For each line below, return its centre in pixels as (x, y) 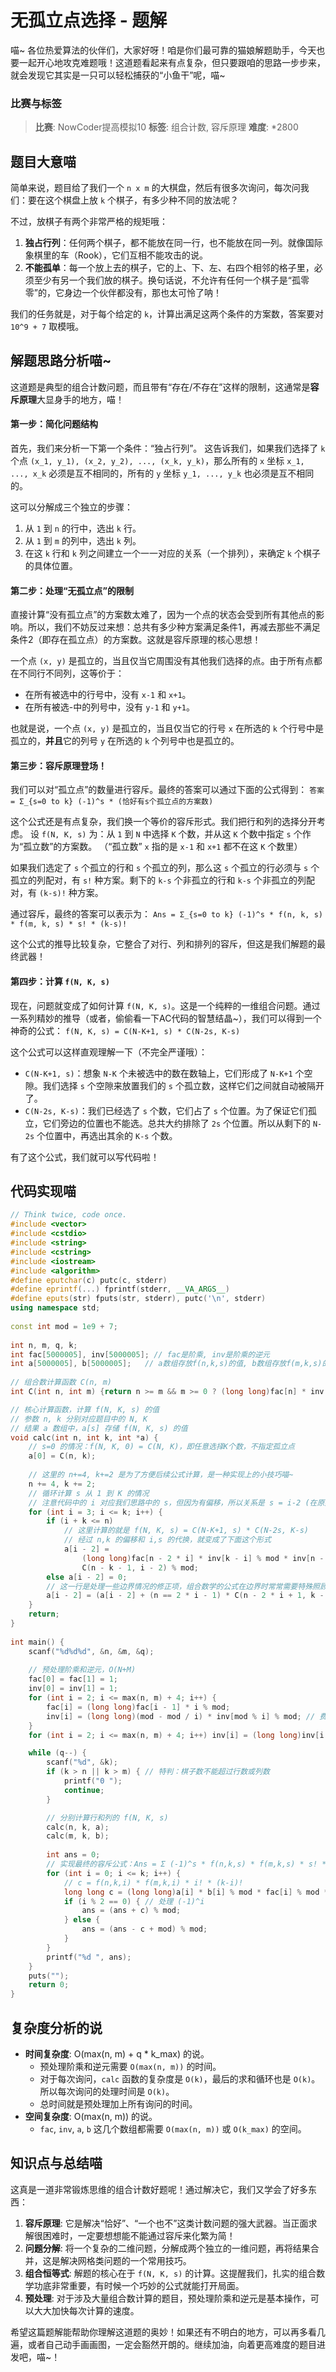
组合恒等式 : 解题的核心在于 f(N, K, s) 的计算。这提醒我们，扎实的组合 (170, 2273)
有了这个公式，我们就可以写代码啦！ (85, 1157)
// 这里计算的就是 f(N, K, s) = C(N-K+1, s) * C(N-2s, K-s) (186, 1531)
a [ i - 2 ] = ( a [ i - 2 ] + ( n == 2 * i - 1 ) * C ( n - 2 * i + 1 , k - (185, 1596)
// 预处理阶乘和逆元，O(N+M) (82, 1670)
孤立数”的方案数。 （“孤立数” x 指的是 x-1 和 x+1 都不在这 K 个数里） (163, 847)
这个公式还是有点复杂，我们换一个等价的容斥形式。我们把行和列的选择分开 (163, 822)
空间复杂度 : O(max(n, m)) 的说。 (91, 2117)
